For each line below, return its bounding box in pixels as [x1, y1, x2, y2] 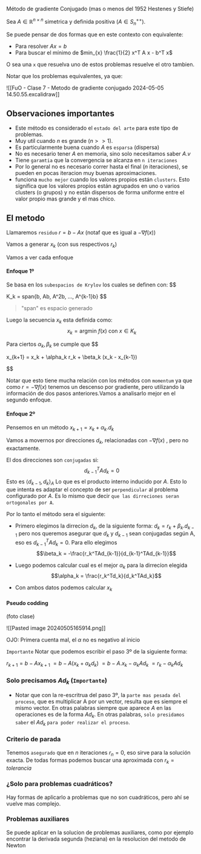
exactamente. [6, 445, 41, 452]
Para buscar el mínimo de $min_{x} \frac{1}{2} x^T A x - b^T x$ [15, 49, 173, 56]
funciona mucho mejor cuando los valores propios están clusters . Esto [15, 176, 190, 184]
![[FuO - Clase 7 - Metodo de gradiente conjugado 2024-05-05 [6, 84, 164, 91]
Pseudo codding [6, 599, 48, 606]
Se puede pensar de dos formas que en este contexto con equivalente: [6, 31, 183, 38]
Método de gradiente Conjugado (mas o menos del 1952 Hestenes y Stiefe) [6, 5, 194, 12]
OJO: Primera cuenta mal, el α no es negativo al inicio [6, 636, 140, 644]
